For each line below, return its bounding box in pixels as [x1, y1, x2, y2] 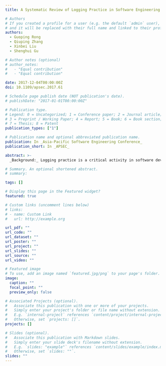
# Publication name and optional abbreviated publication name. [5, 135, 140, 140]
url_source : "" [5, 253, 37, 258]
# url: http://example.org [5, 216, 65, 221]
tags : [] [5, 180, 23, 185]
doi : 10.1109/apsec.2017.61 [5, 85, 63, 90]
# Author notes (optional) [5, 58, 61, 62]
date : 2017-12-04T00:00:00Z [5, 80, 63, 85]
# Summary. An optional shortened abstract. [5, 167, 98, 172]
